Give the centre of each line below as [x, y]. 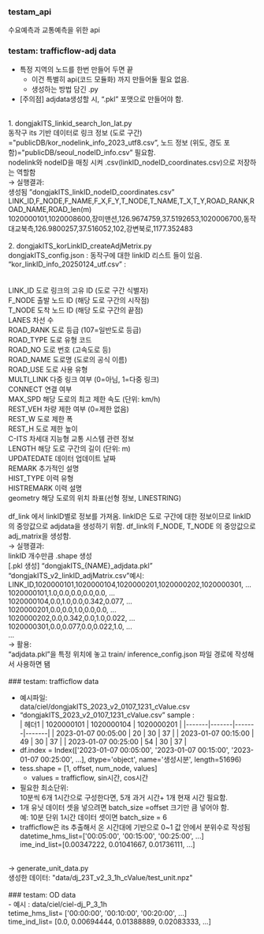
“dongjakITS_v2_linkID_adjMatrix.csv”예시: [76, 575]
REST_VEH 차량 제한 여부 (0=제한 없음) [69, 409]
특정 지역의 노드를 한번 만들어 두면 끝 [76, 69]
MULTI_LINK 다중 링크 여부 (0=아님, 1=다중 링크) [84, 379]
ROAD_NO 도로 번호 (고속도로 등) [60, 350]
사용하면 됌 [33, 664]
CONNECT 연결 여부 [40, 389]
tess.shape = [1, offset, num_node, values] [88, 768]
